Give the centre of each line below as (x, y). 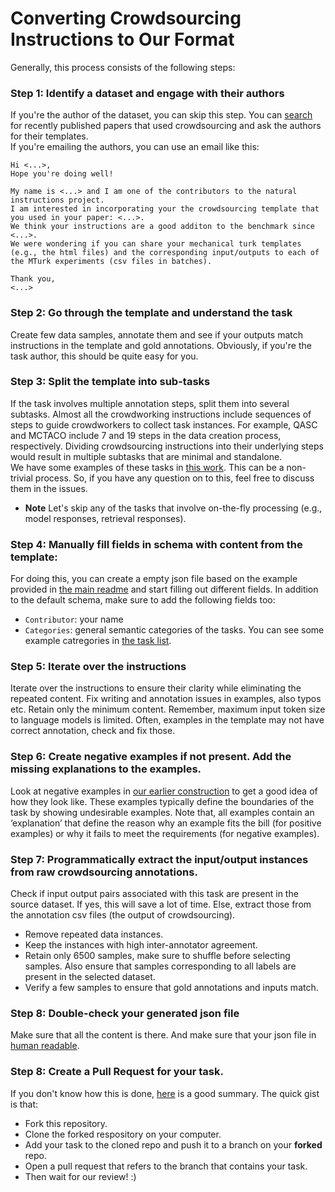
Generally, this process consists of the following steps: (123, 67)
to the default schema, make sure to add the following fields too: (143, 600)
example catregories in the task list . (98, 641)
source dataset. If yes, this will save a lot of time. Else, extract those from (161, 904)
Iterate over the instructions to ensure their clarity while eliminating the (156, 688)
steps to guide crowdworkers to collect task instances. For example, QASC (164, 424)
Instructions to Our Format (122, 39)
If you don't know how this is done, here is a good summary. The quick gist (165, 1093)
